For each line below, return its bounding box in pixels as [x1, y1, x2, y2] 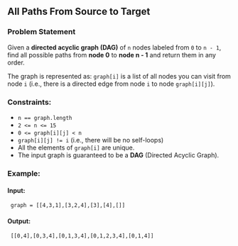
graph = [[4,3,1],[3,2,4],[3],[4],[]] [10, 202, 126, 209]
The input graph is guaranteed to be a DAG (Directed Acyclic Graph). [17, 150, 220, 159]
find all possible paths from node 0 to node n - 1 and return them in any [7, 50, 217, 59]
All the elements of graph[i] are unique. [17, 143, 135, 152]
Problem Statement [7, 27, 76, 37]
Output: [7, 216, 31, 225]
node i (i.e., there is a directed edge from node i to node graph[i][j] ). [7, 79, 215, 88]
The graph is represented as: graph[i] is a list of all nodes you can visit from [7, 72, 231, 80]
